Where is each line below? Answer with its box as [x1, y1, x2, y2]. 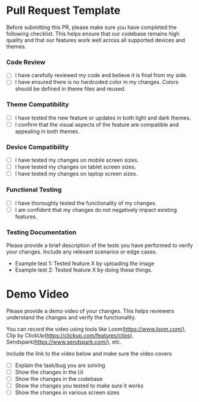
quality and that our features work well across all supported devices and [6, 36, 185, 43]
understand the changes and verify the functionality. [6, 313, 136, 321]
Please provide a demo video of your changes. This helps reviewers [6, 307, 174, 314]
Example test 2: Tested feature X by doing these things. [14, 266, 153, 273]
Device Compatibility [6, 142, 69, 151]
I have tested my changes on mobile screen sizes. [14, 156, 139, 164]
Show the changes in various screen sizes [14, 389, 120, 396]
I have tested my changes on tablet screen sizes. [14, 164, 136, 171]
